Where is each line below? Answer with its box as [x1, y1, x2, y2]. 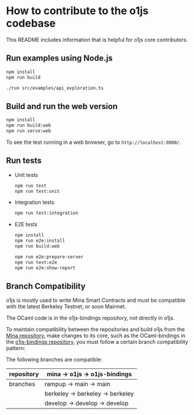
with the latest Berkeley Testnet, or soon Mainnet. [6, 303, 126, 310]
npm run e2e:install [14, 238, 65, 244]
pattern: [6, 345, 25, 352]
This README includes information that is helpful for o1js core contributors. [6, 36, 188, 43]
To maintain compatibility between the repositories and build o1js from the [6, 326, 185, 333]
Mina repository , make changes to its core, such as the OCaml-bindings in [6, 332, 186, 340]
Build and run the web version [6, 101, 118, 111]
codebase [6, 17, 56, 30]
